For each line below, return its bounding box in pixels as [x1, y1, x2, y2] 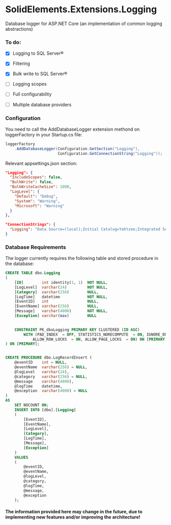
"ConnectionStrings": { [5, 222, 56, 227]
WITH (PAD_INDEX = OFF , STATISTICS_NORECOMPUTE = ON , [23, 332, 145, 337]
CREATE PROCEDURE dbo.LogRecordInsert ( [5, 355, 93, 361]
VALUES [14, 455, 28, 460]
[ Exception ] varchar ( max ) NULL [14, 313, 97, 319]
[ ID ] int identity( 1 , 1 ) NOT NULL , [14, 280, 108, 285]
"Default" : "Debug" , [14, 194, 58, 199]
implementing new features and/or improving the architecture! [5, 514, 141, 520]
